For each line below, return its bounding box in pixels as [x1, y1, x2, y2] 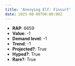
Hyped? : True [12, 51, 41, 57]
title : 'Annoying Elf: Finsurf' [5, 7, 71, 12]
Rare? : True [12, 56, 36, 62]
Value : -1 [12, 30, 31, 36]
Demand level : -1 [12, 35, 48, 42]
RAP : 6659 [12, 25, 34, 31]
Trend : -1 [12, 41, 31, 46]
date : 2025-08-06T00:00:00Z [5, 12, 63, 17]
